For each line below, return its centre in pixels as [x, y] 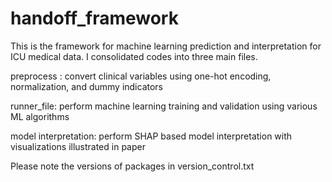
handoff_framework [94, 18]
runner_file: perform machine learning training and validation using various [164, 106]
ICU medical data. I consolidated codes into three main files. [134, 56]
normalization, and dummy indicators [87, 86]
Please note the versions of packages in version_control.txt [132, 166]
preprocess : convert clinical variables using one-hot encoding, [141, 76]
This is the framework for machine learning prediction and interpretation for [166, 46]
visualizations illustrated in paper [78, 146]
